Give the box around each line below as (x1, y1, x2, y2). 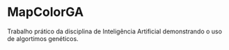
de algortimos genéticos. (7, 34, 79, 42)
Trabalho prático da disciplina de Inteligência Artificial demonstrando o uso (7, 27, 223, 35)
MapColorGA (7, 4, 84, 20)
